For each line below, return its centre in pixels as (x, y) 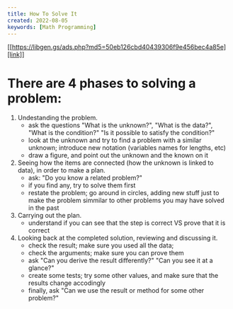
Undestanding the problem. (57, 118)
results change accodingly (67, 283)
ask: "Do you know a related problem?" (85, 178)
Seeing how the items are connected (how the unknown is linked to (115, 163)
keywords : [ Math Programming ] (52, 27)
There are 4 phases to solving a (102, 83)
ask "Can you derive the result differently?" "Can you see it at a (121, 261)
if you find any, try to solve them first (82, 185)
